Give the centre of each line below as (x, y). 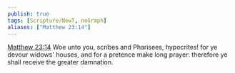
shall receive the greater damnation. (60, 62)
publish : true (29, 14)
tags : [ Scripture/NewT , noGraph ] (57, 21)
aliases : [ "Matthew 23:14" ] (49, 27)
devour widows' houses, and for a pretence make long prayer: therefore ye (117, 55)
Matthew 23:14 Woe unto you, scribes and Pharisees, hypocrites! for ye (112, 47)
